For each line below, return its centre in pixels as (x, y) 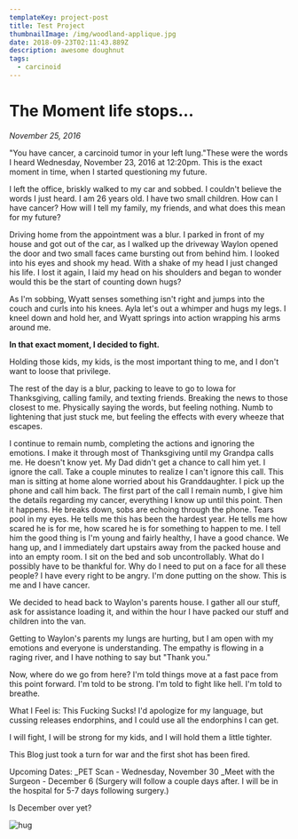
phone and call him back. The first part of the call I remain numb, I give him (146, 491)
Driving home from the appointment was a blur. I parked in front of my (137, 234)
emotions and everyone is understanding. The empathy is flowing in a (137, 647)
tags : (19, 59)
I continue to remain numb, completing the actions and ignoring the (132, 443)
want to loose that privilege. (60, 371)
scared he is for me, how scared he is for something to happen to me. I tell (145, 528)
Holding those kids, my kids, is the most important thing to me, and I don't (144, 362)
